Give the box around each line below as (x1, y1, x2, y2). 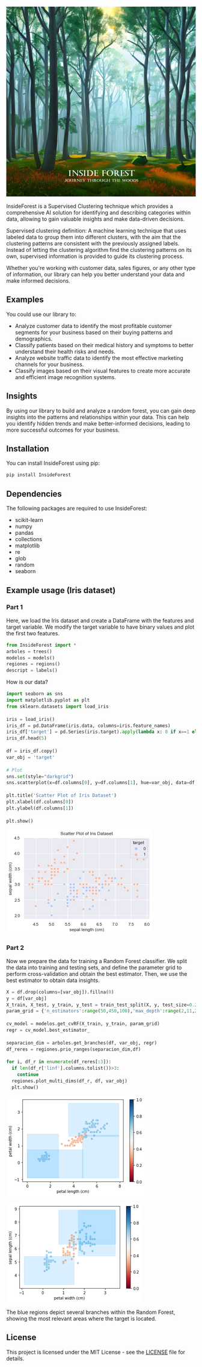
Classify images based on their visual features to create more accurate (14, 367, 191, 374)
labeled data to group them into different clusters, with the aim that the (6, 233, 182, 240)
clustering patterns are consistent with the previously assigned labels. (6, 240, 180, 247)
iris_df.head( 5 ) (6, 735, 47, 741)
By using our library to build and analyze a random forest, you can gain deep (6, 407, 196, 414)
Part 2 (6, 944, 25, 952)
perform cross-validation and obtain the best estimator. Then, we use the (6, 970, 188, 977)
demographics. (14, 335, 53, 342)
